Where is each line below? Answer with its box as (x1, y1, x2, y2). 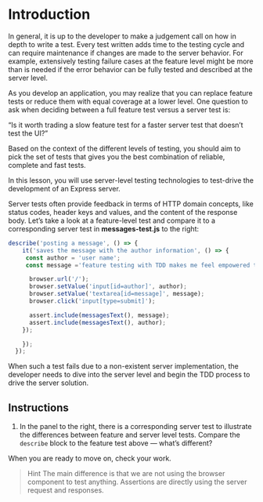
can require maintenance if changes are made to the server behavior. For (8, 48, 244, 57)
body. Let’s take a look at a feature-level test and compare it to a (8, 216, 216, 225)
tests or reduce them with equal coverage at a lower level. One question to (8, 96, 248, 106)
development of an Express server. (8, 184, 121, 193)
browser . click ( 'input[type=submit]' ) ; (28, 297, 156, 305)
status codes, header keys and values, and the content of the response (8, 207, 238, 216)
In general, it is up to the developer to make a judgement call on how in (8, 31, 236, 41)
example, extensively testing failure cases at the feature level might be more (8, 56, 254, 66)
